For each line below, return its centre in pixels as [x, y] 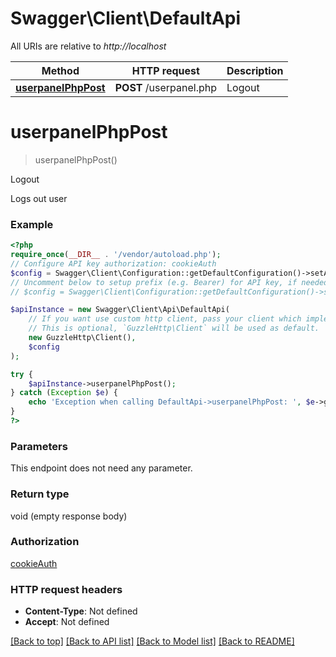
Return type [40, 494]
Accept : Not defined [67, 622]
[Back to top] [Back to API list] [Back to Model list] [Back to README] [152, 641]
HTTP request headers [66, 589]
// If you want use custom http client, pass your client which [165, 319]
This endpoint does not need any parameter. [101, 468]
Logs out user [39, 198]
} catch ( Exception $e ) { [64, 393]
